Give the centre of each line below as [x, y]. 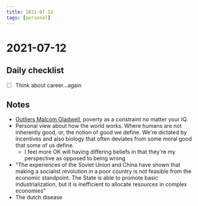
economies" [30, 191]
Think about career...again [48, 85]
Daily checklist [35, 71]
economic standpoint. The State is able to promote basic [86, 178]
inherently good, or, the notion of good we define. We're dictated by [101, 133]
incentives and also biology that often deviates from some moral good [103, 139]
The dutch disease [39, 197]
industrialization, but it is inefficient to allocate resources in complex [101, 185]
